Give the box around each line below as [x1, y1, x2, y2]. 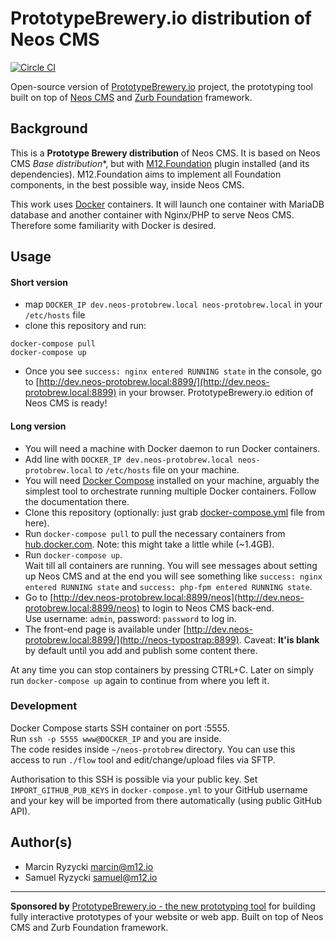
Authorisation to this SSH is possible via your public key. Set [10, 773, 258, 785]
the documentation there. [24, 495, 130, 507]
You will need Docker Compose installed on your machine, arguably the [24, 474, 320, 486]
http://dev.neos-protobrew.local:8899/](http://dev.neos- [38, 376, 270, 388]
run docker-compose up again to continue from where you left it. [10, 674, 270, 686]
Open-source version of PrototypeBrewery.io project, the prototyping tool [10, 80, 313, 92]
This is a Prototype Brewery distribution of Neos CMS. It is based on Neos [10, 147, 321, 159]
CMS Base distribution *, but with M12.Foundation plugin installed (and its [10, 157, 310, 169]
